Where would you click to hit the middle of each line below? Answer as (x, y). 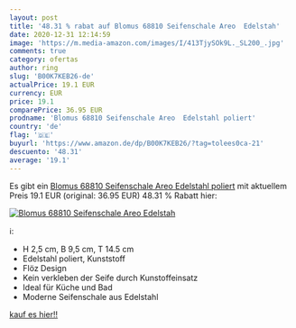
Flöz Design (45, 268)
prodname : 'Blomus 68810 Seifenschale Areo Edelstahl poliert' (133, 118)
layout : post (34, 18)
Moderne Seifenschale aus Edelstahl (90, 296)
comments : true (38, 51)
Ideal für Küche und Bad (67, 287)
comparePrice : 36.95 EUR (56, 110)
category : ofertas (44, 59)
